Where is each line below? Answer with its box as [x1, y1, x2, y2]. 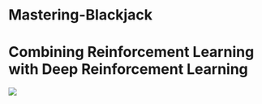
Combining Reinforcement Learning [8, 43, 255, 62]
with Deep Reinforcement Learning [8, 60, 249, 79]
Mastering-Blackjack [8, 6, 152, 24]
